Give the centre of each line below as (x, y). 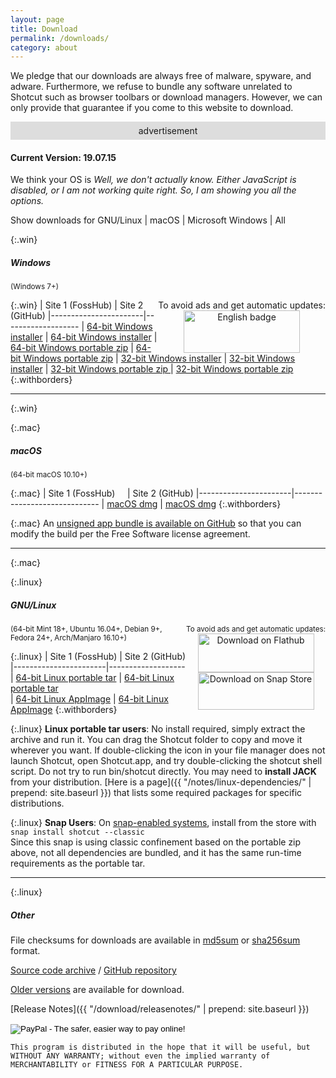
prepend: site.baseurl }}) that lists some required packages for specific (156, 793)
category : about (44, 47)
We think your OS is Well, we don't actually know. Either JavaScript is (153, 180)
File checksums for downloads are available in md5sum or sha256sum (155, 940)
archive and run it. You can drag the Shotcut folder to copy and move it (156, 740)
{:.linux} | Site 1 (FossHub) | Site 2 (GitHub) (98, 657)
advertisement (168, 131)
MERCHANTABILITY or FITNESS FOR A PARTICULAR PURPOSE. (127, 1065)
